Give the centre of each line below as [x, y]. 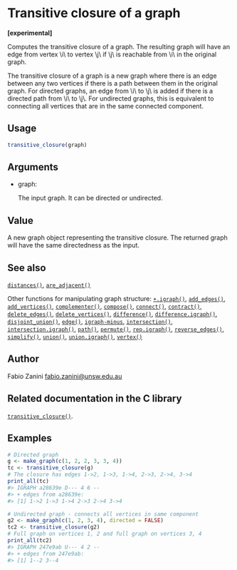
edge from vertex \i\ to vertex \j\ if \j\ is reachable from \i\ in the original [112, 54]
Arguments [33, 167]
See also [27, 268]
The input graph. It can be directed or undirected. [90, 198]
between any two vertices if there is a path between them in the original [113, 83]
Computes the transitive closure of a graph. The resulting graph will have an [118, 46]
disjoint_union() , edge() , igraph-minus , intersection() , [90, 322]
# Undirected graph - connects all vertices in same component [103, 514]
